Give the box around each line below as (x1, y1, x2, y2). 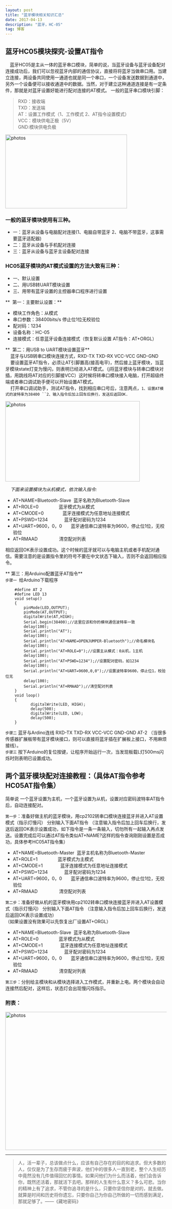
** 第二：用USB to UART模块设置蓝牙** (5, 346, 90, 353)
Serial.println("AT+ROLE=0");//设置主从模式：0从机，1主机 (24, 648, 143, 653)
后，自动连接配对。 (5, 802, 46, 809)
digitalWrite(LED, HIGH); (30, 702, 86, 707)
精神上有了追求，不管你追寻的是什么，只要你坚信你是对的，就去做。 (22, 1185, 166, 1192)
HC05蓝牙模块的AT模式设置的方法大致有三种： (5, 263, 121, 270)
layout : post (5, 7, 33, 13)
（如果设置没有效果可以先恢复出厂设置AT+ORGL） (5, 919, 111, 925)
